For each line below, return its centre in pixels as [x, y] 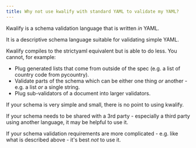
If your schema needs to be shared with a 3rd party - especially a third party [98, 116]
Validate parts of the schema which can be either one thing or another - [101, 81]
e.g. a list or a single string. [47, 87]
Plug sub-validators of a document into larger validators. [82, 93]
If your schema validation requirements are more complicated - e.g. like [92, 133]
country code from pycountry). [52, 74]
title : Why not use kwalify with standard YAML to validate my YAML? [93, 11]
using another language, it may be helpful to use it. [67, 122]
